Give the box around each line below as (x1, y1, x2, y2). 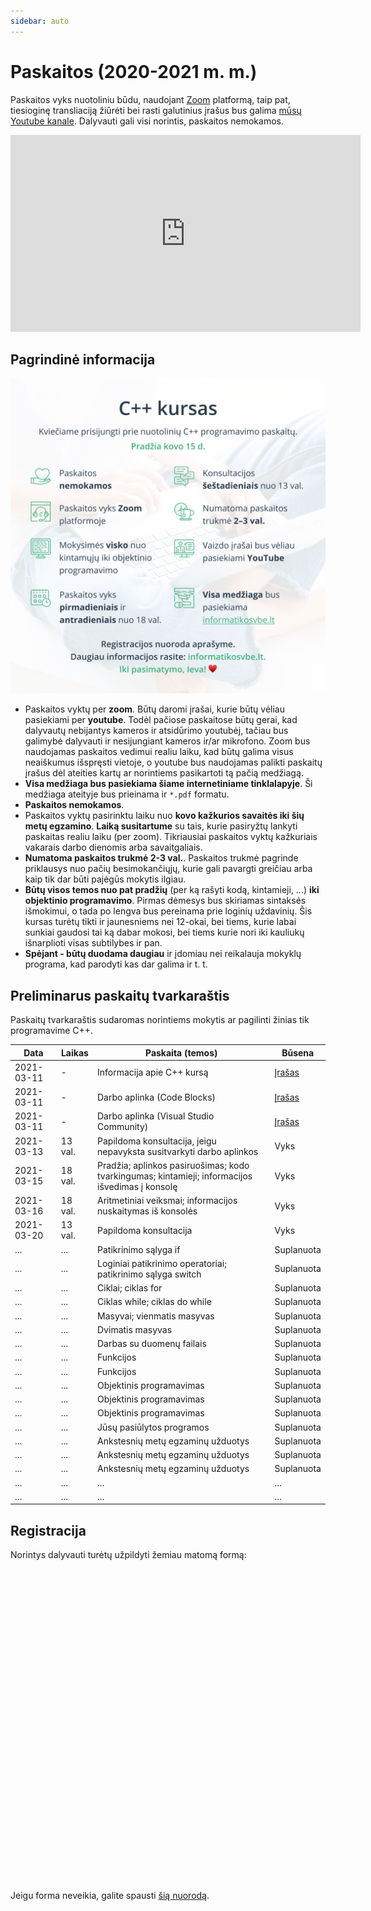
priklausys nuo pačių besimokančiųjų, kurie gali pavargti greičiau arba (24, 863, 313, 875)
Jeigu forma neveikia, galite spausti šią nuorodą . (10, 1890, 210, 1902)
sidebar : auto (10, 16, 70, 26)
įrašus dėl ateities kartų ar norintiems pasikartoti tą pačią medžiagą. (24, 767, 304, 779)
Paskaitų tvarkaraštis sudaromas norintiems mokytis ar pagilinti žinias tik (10, 1014, 310, 1026)
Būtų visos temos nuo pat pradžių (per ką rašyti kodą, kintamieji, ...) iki (24, 884, 320, 896)
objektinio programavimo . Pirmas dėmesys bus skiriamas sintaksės (24, 895, 307, 907)
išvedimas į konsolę (97, 1180, 178, 1192)
